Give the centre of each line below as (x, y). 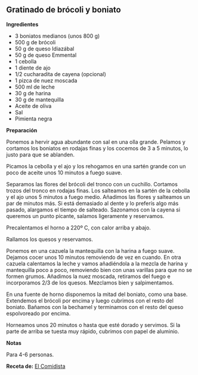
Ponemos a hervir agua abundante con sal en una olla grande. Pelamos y (96, 142)
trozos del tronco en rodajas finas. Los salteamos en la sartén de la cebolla (98, 190)
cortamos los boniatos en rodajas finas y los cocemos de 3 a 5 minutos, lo (97, 148)
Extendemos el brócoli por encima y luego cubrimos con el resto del (90, 300)
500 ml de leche (35, 87)
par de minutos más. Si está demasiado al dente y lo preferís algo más (92, 203)
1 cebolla (26, 61)
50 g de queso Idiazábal (44, 49)
